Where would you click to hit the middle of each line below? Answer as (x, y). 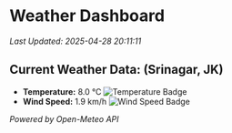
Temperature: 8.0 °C (62, 91)
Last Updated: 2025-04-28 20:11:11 (76, 41)
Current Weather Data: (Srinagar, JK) (117, 70)
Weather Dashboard (87, 16)
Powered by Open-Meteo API (65, 118)
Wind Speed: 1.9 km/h (65, 101)
